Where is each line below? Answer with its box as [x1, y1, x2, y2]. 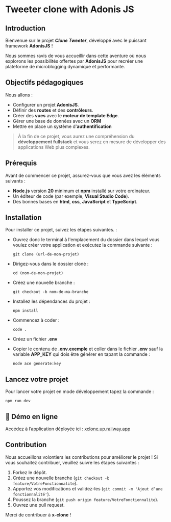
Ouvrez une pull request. [12, 502, 65, 508]
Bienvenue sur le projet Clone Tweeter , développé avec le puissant [5, 37, 147, 43]
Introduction [5, 24, 46, 33]
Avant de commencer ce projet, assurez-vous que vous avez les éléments [5, 172, 161, 178]
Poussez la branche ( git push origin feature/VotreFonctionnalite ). [12, 496, 159, 503]
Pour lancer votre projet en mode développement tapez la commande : [5, 388, 154, 395]
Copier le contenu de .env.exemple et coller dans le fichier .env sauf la [12, 346, 163, 352]
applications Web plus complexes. [17, 144, 90, 150]
